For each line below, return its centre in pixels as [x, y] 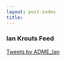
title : [15, 18]
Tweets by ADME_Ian [33, 51]
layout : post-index [31, 12]
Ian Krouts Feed [30, 39]
